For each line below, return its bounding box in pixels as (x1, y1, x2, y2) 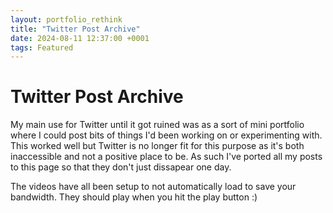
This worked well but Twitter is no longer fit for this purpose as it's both (10, 140, 305, 152)
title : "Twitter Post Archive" (10, 24, 141, 34)
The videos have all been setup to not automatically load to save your (10, 181, 297, 193)
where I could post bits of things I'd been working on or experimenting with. (10, 129, 323, 141)
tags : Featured (10, 42, 74, 53)
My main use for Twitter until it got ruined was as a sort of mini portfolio (10, 119, 305, 131)
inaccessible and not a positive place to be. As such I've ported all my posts (10, 151, 323, 163)
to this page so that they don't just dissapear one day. (10, 161, 232, 173)
